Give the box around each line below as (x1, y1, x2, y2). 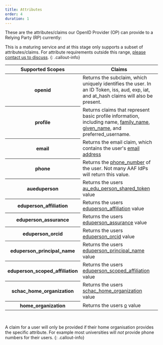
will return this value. (82, 171, 130, 178)
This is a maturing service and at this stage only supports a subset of (5, 44, 143, 50)
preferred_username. (82, 131, 131, 138)
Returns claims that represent (82, 107, 150, 114)
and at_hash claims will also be (82, 93, 153, 99)
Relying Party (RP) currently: (5, 35, 62, 40)
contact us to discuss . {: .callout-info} (5, 55, 81, 60)
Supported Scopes (20, 66, 65, 73)
